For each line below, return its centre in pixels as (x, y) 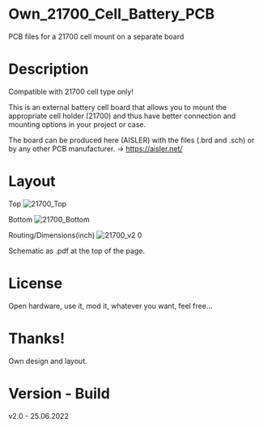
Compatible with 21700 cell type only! (71, 91)
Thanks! (37, 338)
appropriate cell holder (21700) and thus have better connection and (122, 116)
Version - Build (59, 393)
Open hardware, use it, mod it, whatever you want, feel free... (110, 306)
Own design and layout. (48, 361)
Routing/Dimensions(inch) (52, 235)
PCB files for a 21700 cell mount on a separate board (96, 36)
